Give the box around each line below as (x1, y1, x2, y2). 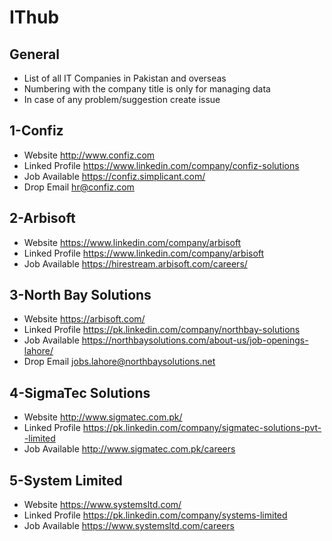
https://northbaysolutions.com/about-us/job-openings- (81, 334, 309, 346)
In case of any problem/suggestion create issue (23, 94, 221, 105)
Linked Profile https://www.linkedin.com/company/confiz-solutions (23, 159, 300, 171)
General (9, 46, 61, 63)
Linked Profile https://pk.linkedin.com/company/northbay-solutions (23, 324, 301, 336)
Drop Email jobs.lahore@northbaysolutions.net (23, 356, 216, 368)
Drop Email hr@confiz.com (23, 181, 135, 193)
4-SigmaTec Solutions (9, 384, 151, 401)
